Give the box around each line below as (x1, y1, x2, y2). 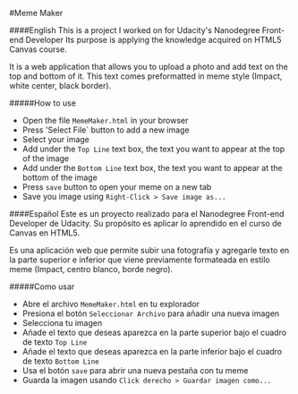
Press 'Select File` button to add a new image (21, 124, 190, 135)
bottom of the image (21, 172, 98, 183)
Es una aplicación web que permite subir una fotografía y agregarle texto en (9, 245, 290, 255)
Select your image (21, 134, 89, 144)
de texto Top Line (21, 337, 88, 347)
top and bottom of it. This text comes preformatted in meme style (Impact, (9, 71, 283, 81)
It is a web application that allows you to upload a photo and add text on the (9, 62, 288, 72)
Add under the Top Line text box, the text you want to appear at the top (21, 143, 285, 154)
